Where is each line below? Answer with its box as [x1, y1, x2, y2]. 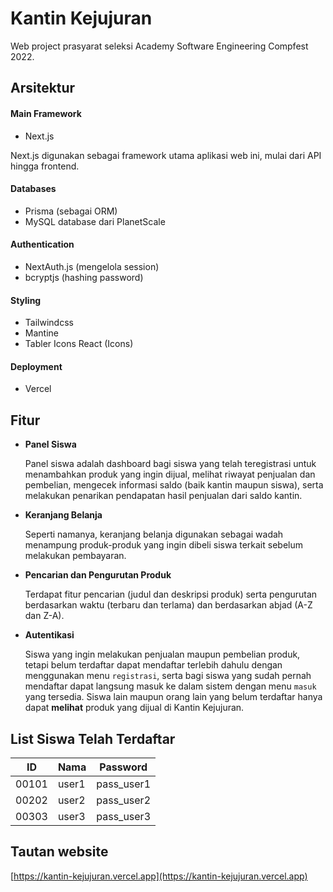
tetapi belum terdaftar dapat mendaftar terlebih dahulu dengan [24, 659, 283, 671]
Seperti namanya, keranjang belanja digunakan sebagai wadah [24, 528, 284, 541]
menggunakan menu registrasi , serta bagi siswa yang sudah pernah [24, 670, 312, 682]
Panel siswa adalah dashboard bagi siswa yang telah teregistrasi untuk [24, 458, 317, 470]
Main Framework [10, 107, 82, 119]
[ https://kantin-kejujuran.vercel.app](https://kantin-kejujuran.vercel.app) [10, 870, 308, 882]
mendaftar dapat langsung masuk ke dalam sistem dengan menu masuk [24, 680, 317, 692]
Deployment [10, 360, 63, 372]
